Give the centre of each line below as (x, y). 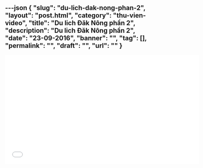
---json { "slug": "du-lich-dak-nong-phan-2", (75, 8)
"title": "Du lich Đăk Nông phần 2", (82, 23)
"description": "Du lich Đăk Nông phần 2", (70, 31)
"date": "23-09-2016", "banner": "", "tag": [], (76, 38)
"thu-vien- (130, 16)
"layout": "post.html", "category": (58, 16)
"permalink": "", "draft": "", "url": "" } (64, 46)
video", (16, 23)
